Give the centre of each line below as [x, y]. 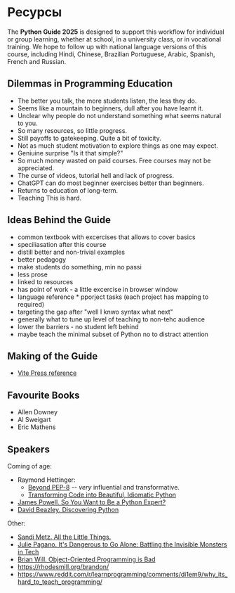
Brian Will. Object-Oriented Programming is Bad [86, 559]
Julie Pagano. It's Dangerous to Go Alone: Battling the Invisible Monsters [122, 544]
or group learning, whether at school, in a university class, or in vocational [114, 39]
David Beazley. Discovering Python [68, 510]
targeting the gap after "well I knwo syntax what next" [95, 312]
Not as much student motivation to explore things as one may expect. [118, 146]
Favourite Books [43, 395]
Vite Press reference [47, 373]
